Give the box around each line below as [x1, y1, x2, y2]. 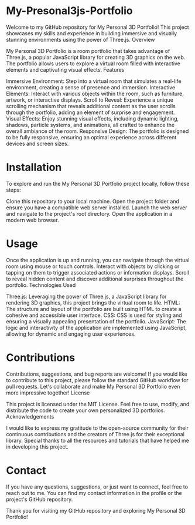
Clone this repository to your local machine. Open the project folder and [6, 198, 180, 205]
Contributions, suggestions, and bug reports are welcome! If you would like [6, 370, 187, 377]
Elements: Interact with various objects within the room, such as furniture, [6, 90, 184, 97]
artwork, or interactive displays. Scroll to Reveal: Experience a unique [6, 96, 174, 103]
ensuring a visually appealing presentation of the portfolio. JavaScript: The [6, 317, 186, 325]
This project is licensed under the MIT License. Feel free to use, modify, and [6, 400, 190, 407]
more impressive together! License [6, 389, 90, 396]
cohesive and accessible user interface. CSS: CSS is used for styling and [6, 312, 183, 319]
